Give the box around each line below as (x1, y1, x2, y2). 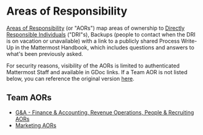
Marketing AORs (15, 122, 57, 129)
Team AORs (6, 92, 52, 103)
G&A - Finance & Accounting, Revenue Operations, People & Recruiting (15, 108, 194, 116)
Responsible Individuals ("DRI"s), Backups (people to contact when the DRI (6, 30, 196, 38)
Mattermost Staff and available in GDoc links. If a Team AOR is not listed (6, 68, 188, 75)
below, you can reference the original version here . (6, 75, 135, 82)
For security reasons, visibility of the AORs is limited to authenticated (6, 62, 180, 69)
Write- (181, 37, 197, 44)
